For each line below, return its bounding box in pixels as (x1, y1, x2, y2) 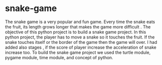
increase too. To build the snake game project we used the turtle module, (5, 49, 151, 55)
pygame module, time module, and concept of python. (5, 54, 114, 60)
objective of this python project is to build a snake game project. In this (5, 29, 147, 35)
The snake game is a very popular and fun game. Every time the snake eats (5, 19, 155, 25)
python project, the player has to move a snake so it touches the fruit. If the (5, 34, 155, 40)
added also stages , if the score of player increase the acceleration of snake (5, 44, 157, 50)
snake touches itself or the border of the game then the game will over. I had (5, 39, 157, 45)
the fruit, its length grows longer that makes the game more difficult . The (5, 24, 151, 29)
